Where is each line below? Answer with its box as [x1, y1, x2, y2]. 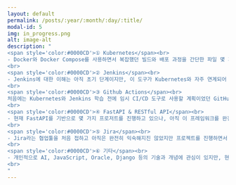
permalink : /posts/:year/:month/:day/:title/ [7, 17, 143, 24]
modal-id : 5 [7, 23, 42, 30]
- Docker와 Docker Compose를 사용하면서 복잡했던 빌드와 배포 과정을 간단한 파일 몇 [7, 56, 225, 63]
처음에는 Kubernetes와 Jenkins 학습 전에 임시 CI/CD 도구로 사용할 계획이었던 [7, 96, 211, 103]
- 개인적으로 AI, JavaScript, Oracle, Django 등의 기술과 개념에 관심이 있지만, [7, 154, 222, 162]
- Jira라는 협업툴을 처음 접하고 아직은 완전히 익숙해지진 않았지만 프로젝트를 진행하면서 [7, 134, 228, 141]
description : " [7, 43, 52, 50]
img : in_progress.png [7, 30, 71, 37]
